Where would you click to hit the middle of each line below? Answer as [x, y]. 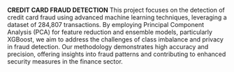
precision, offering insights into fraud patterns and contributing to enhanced [117, 54]
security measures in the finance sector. [65, 61]
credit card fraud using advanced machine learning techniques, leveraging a [117, 17]
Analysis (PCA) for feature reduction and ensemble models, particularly [110, 32]
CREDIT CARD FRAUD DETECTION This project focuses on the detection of [116, 10]
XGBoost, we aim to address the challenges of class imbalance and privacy [115, 39]
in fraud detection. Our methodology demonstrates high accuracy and [108, 47]
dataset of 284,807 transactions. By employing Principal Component [106, 25]
